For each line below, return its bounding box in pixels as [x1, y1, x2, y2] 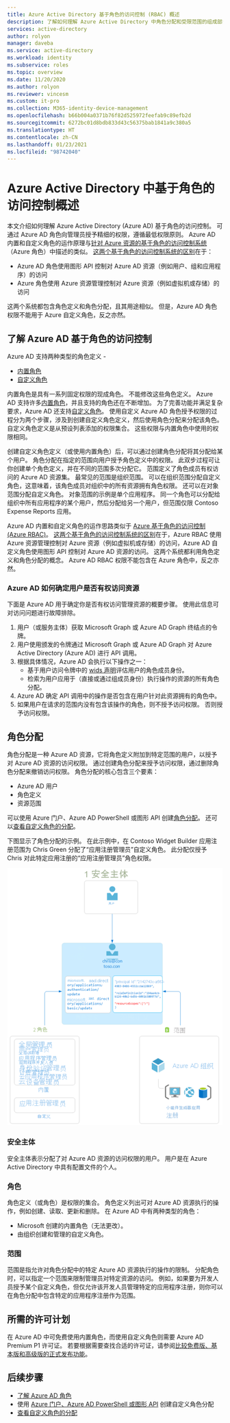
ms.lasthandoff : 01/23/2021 [7, 141, 88, 148]
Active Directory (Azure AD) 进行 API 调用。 [16, 649, 140, 657]
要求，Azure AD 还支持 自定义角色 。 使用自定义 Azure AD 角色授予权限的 [7, 407, 212, 415]
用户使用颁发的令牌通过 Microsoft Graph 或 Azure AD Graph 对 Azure [16, 640, 212, 648]
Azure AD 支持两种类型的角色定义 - [7, 353, 106, 360]
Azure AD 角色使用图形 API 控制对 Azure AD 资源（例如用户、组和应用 [16, 262, 215, 270]
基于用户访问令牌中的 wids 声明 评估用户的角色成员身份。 [27, 666, 188, 675]
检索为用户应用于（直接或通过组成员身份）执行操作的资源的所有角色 [27, 675, 220, 683]
